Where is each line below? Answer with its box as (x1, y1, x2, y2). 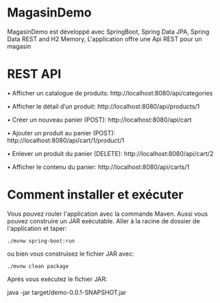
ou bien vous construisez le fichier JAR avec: (7, 249, 134, 258)
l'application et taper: (7, 224, 67, 232)
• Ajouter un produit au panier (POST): (7, 128, 116, 137)
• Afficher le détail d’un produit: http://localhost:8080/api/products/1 (7, 102, 200, 111)
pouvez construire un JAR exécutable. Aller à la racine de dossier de (7, 216, 200, 225)
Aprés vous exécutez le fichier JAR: (7, 275, 108, 283)
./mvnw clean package (7, 262, 69, 269)
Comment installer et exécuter (7, 187, 184, 203)
